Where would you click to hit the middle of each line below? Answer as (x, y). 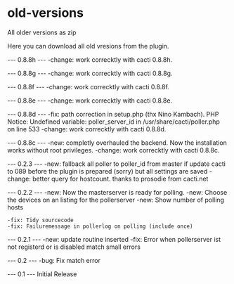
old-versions (46, 13)
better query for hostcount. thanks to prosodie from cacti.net (121, 179)
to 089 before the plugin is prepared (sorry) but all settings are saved (108, 171)
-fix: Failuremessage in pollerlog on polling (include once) (100, 226)
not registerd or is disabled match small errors (74, 247)
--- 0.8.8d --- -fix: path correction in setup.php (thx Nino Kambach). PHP (113, 114)
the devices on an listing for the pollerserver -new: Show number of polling (116, 200)
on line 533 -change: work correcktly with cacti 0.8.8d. (87, 129)
